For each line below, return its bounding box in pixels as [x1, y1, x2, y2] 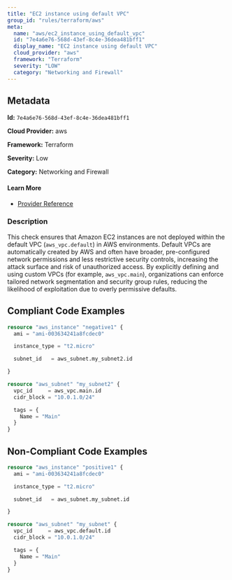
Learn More [7, 184, 42, 192]
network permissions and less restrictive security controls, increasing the [7, 255, 219, 263]
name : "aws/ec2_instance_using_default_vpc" [13, 29, 145, 37]
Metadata [7, 95, 50, 106]
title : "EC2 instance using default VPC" [7, 10, 130, 18]
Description [7, 216, 48, 226]
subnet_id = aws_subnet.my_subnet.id [13, 495, 130, 503]
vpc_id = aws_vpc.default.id [13, 527, 111, 534]
